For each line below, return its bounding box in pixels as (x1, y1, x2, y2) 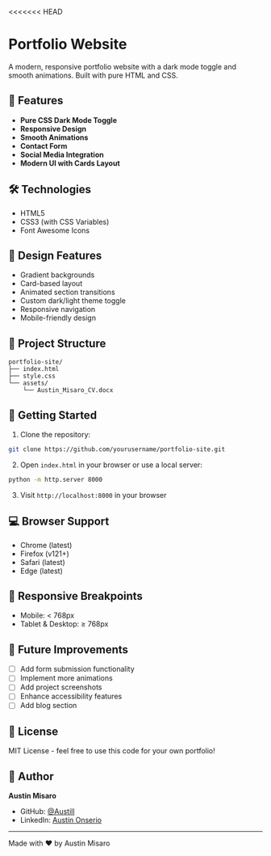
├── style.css (8, 372, 56, 381)
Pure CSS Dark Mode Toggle (19, 115, 117, 124)
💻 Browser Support (8, 515, 110, 529)
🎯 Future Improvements (8, 643, 129, 656)
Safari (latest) (19, 557, 66, 567)
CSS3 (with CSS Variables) (19, 217, 110, 226)
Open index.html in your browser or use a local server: (19, 460, 203, 470)
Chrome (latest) (19, 540, 73, 550)
